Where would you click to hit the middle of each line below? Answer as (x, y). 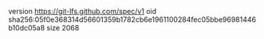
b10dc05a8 (27, 28)
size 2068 (63, 28)
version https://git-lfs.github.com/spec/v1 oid (83, 11)
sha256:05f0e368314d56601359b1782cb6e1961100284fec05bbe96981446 (132, 19)
